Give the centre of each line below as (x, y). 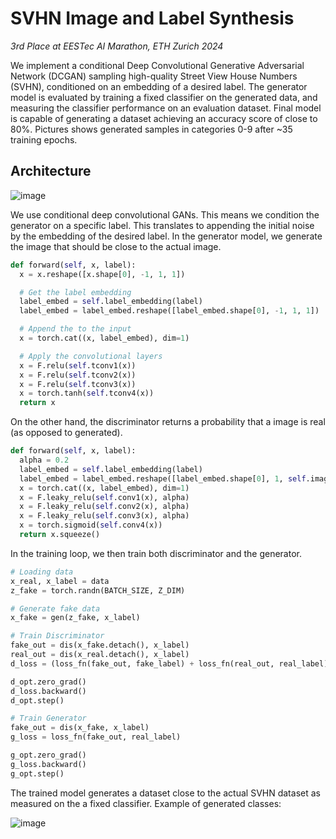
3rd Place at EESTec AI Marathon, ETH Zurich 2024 (117, 46)
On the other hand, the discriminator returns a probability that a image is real (168, 422)
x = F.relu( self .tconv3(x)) (78, 384)
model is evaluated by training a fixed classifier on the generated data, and (164, 97)
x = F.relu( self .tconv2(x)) (78, 375)
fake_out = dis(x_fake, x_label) (80, 728)
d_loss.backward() (48, 691)
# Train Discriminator (57, 636)
